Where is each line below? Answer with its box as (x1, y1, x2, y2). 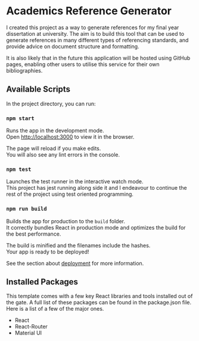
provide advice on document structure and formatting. (6, 43, 139, 50)
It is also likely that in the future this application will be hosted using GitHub (6, 54, 191, 61)
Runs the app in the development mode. (6, 127, 104, 134)
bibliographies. (6, 67, 43, 74)
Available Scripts (6, 85, 70, 95)
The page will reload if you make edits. (6, 145, 101, 152)
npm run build (6, 205, 47, 212)
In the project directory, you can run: (6, 100, 96, 107)
